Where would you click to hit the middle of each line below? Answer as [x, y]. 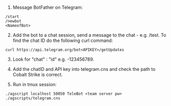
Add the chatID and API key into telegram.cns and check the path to [84, 69]
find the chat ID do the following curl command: [63, 41]
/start [12, 17]
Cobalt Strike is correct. [38, 74]
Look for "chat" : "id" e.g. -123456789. [53, 59]
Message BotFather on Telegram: [48, 7]
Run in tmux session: [35, 84]
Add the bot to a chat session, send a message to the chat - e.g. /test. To [89, 35]
